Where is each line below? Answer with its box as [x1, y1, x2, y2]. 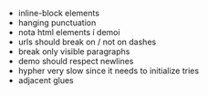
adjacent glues [17, 75, 75, 85]
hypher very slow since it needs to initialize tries [17, 65, 199, 76]
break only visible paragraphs [17, 46, 130, 57]
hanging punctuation [17, 17, 97, 28]
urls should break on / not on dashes [17, 36, 157, 47]
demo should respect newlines [17, 56, 134, 66]
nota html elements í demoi [17, 27, 120, 37]
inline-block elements [17, 8, 100, 18]
